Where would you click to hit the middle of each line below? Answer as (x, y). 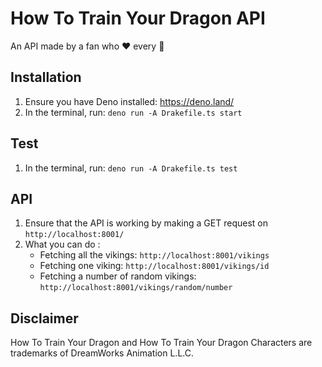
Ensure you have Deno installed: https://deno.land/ (129, 101)
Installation (46, 77)
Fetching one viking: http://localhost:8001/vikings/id (154, 266)
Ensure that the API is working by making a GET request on (146, 223)
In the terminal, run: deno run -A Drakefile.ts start (133, 112)
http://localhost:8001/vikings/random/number (136, 288)
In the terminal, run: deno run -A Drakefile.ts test (131, 168)
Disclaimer (44, 318)
